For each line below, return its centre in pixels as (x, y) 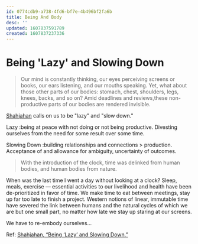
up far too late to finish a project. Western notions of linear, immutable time (97, 199)
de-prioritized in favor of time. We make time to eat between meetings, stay (98, 193)
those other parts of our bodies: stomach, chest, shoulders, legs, (100, 92)
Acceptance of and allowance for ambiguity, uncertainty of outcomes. (91, 151)
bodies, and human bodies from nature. (69, 169)
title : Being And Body (34, 17)
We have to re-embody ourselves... (49, 223)
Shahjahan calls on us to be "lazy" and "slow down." (70, 116)
